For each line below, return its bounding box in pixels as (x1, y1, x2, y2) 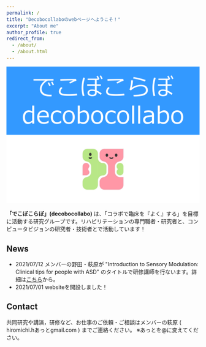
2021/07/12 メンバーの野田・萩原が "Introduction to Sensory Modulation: (15, 261, 199, 268)
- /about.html (12, 49, 48, 55)
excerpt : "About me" (6, 23, 59, 29)
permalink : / (6, 10, 40, 16)
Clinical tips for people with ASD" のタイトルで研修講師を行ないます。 (15, 268, 192, 275)
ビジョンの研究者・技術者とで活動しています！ (27, 225, 146, 233)
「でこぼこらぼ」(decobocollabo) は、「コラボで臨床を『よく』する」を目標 (6, 210, 199, 217)
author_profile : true (6, 29, 62, 35)
